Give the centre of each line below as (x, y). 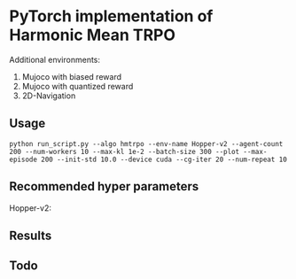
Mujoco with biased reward (72, 76)
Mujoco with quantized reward (78, 86)
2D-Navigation (49, 96)
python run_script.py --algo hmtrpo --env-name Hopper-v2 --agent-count (146, 143)
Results (31, 235)
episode (23, 159)
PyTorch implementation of (111, 16)
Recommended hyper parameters (104, 186)
